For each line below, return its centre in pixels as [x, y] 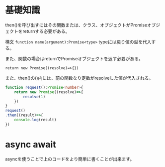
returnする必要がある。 [46, 31]
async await [31, 145]
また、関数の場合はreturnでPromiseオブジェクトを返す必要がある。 [74, 58]
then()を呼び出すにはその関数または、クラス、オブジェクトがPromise [76, 25]
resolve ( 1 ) [34, 97]
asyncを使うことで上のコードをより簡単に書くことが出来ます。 [70, 159]
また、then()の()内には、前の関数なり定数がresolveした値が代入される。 [79, 78]
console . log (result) [35, 120]
